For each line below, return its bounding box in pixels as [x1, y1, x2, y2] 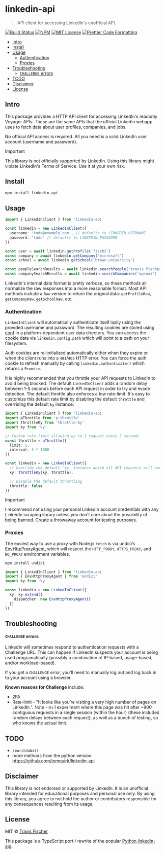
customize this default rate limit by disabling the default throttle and [5, 396, 145, 402]
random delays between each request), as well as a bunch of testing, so [12, 715, 158, 721]
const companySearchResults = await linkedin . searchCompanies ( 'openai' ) [5, 271, 157, 277]
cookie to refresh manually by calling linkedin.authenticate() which [5, 360, 145, 366]
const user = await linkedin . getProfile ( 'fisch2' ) [5, 249, 111, 253]
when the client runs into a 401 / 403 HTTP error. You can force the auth [5, 355, 147, 361]
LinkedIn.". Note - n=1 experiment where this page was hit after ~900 [12, 704, 152, 711]
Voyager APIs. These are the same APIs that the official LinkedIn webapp [5, 118, 153, 124]
